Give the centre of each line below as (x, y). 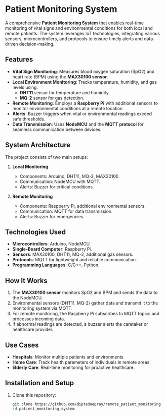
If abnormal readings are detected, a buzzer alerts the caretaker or (80, 324)
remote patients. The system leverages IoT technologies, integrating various (83, 33)
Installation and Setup (40, 383)
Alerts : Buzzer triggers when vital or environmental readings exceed (82, 114)
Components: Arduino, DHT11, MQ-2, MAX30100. (70, 176)
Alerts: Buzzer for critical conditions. (57, 186)
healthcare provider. (33, 329)
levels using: (25, 87)
